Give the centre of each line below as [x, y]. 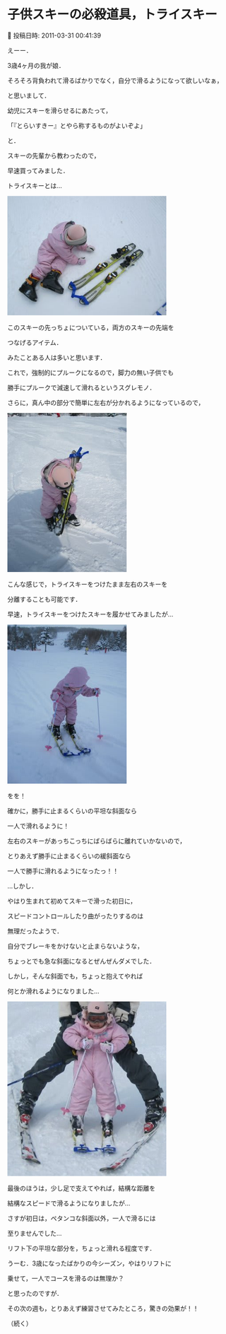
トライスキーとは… [35, 185]
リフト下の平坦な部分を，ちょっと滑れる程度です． [82, 1248]
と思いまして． [29, 95]
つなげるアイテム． [35, 342]
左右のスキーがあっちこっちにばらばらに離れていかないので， [97, 841]
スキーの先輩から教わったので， [54, 156]
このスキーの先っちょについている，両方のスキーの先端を [91, 327]
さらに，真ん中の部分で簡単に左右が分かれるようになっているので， [106, 402]
